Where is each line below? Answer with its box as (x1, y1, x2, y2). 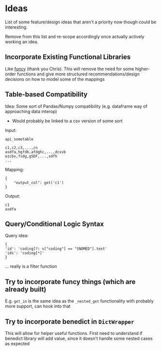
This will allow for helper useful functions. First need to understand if (5, 331, 143, 336)
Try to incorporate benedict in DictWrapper (5, 317, 135, 326)
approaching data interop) (5, 108, 57, 114)
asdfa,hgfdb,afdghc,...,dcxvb (5, 149, 66, 154)
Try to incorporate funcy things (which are (5, 277, 136, 286)
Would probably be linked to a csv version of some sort (12, 118, 123, 124)
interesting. (5, 24, 28, 30)
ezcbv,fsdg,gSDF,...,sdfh (5, 154, 57, 159)
